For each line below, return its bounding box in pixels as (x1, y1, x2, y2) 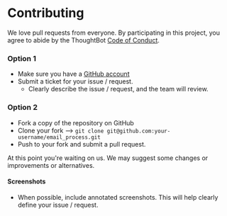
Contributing (7, 5, 84, 21)
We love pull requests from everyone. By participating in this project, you (7, 28, 220, 37)
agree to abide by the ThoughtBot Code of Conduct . (7, 35, 160, 44)
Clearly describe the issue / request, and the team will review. (28, 85, 209, 93)
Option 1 (7, 53, 37, 63)
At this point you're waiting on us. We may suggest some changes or (7, 154, 209, 162)
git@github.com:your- (106, 127, 171, 135)
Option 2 (7, 103, 38, 113)
